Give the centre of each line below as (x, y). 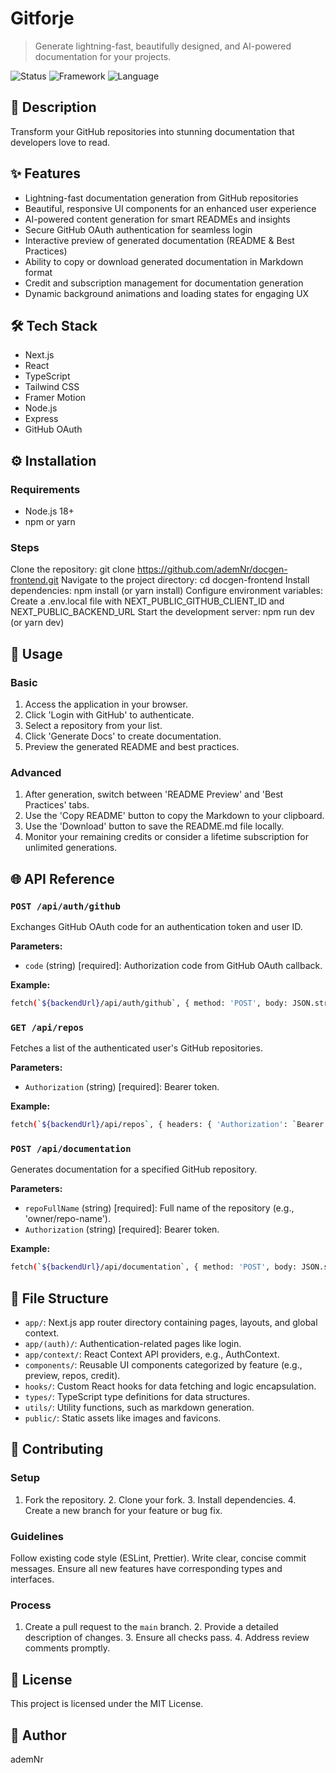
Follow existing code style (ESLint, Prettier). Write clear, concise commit (158, 1558)
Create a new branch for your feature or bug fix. (123, 1510)
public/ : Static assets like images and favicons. (123, 1418)
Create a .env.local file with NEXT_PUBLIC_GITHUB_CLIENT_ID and (147, 601)
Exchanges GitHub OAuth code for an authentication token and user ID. (156, 927)
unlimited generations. (71, 848)
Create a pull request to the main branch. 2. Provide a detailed (151, 1627)
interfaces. (32, 1579)
